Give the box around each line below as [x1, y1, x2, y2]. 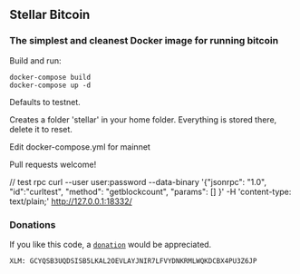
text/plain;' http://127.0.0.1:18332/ [9, 195, 133, 207]
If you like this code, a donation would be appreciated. [9, 239, 212, 250]
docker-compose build [9, 73, 92, 82]
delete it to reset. [9, 123, 73, 134]
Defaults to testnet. [9, 96, 82, 107]
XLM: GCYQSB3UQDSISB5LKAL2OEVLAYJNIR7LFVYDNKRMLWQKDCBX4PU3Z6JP [9, 256, 257, 266]
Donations [9, 218, 56, 230]
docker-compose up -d [9, 81, 92, 90]
